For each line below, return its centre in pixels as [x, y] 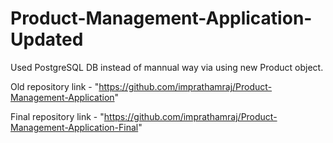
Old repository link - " [55, 86]
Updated [47, 39]
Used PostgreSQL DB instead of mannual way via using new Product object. [167, 67]
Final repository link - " [57, 116]
